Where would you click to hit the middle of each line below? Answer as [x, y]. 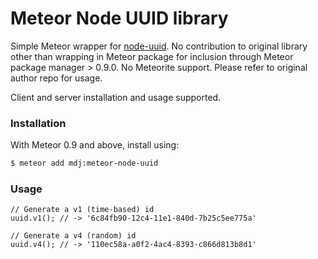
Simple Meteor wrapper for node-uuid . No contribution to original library [159, 46]
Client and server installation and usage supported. [116, 97]
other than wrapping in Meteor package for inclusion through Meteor [152, 56]
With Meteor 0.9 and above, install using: [95, 145]
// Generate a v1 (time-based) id [82, 210]
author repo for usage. [56, 78]
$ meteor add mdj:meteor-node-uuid [84, 163]
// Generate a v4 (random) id [73, 236]
